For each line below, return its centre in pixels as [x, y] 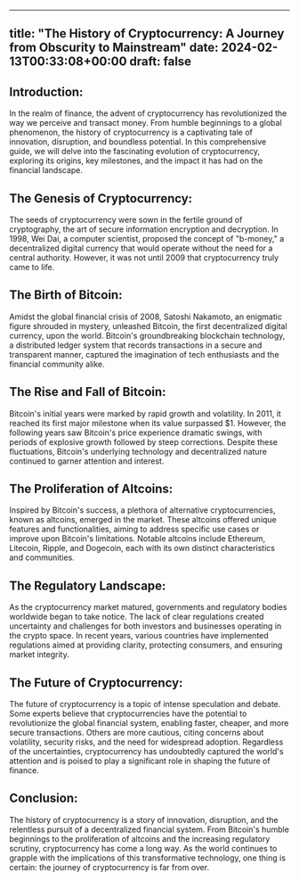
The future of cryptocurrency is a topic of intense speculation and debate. [145, 704]
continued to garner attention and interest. [87, 461]
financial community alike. [57, 364]
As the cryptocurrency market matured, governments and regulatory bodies [148, 607]
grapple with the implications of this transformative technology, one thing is [148, 858]
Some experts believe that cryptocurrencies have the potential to [128, 713]
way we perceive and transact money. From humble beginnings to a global [145, 123]
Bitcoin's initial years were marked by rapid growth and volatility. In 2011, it [145, 413]
